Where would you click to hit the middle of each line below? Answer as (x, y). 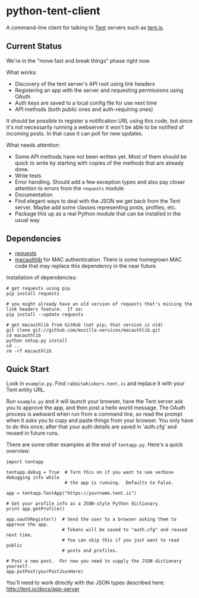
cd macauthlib (24, 335)
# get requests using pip (38, 288)
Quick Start (28, 369)
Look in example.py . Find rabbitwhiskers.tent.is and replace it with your (96, 384)
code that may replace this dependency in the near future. (86, 266)
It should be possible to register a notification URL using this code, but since (99, 121)
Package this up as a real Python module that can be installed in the (98, 214)
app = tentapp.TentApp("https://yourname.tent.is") (71, 494)
